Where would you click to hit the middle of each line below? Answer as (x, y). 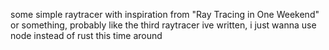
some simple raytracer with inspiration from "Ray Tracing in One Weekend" (165, 14)
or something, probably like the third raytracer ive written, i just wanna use (163, 25)
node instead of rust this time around (86, 35)
